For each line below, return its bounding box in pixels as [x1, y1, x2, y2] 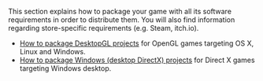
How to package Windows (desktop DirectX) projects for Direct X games [19, 55, 255, 64]
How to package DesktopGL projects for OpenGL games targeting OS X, [19, 39, 254, 48]
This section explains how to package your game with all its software [8, 7, 232, 16]
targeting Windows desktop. [19, 64, 112, 73]
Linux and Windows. [19, 47, 86, 56]
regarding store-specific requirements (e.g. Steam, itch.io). [8, 24, 199, 32]
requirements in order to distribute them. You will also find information [8, 15, 235, 24]
